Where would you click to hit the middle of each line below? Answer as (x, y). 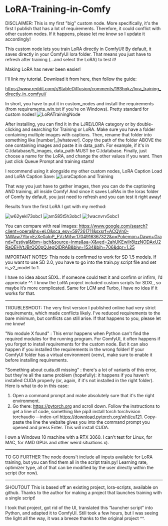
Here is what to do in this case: (37, 386)
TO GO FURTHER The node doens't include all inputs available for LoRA (79, 457)
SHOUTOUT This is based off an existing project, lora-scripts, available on (82, 487)
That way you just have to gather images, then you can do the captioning (80, 186)
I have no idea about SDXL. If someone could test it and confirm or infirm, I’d (84, 277)
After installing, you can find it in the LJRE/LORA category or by (70, 124)
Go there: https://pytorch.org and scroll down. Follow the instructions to (86, 406)
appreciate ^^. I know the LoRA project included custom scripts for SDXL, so (83, 282)
